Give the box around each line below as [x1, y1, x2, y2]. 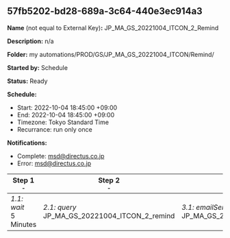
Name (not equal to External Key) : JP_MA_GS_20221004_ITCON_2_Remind [7, 23, 219, 32]
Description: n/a [7, 37, 54, 45]
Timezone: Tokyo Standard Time [16, 118, 110, 126]
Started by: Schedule [7, 63, 68, 71]
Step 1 [12, 175, 35, 185]
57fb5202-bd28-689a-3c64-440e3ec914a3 [7, 5, 203, 17]
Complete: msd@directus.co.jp [16, 152, 105, 160]
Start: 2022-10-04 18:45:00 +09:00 [16, 103, 118, 112]
